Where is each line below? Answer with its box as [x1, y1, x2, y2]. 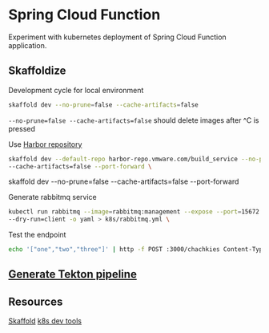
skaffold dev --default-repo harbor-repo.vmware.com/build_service [8, 155, 239, 163]
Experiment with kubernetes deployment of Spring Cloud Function [8, 32, 227, 42]
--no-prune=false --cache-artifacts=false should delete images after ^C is [8, 115, 259, 125]
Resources [8, 294, 63, 308]
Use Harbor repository [8, 139, 82, 149]
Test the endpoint [8, 230, 66, 240]
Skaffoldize [8, 64, 66, 78]
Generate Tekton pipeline [8, 267, 138, 282]
